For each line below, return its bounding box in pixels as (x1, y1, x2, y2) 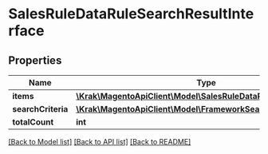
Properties (8, 53, 62, 67)
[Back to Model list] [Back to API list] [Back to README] (8, 137, 191, 146)
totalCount (12, 116, 54, 128)
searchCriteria (12, 104, 69, 114)
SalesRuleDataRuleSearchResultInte (8, 5, 254, 23)
